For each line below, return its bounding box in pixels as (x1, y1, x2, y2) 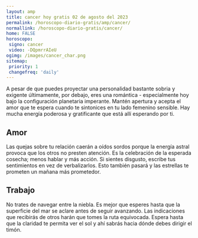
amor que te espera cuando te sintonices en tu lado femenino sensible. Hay (6, 104, 190, 111)
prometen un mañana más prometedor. (6, 168, 101, 175)
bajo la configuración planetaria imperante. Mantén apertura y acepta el (6, 98, 181, 105)
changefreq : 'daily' (8, 69, 60, 75)
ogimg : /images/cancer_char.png (6, 53, 86, 58)
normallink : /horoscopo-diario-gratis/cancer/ (6, 25, 123, 31)
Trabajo (6, 185, 35, 195)
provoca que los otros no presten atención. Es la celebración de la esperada (6, 149, 191, 157)
